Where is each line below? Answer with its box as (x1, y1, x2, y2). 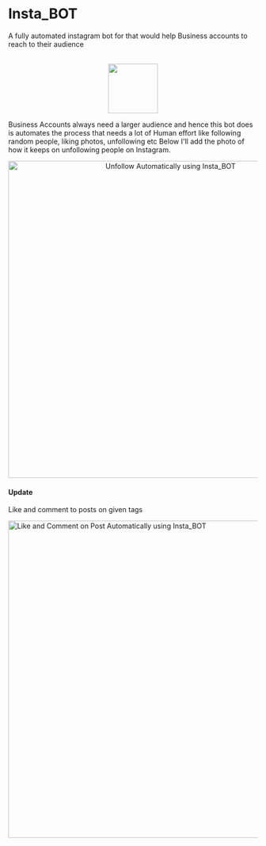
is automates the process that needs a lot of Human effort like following (8, 128, 241, 137)
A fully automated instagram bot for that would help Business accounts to (8, 31, 248, 40)
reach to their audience (8, 39, 85, 48)
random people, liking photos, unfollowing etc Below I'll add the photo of (8, 136, 245, 146)
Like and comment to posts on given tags (8, 505, 143, 515)
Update (8, 487, 33, 496)
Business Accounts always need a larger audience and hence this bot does (8, 120, 253, 129)
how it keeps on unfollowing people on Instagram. (8, 144, 171, 155)
